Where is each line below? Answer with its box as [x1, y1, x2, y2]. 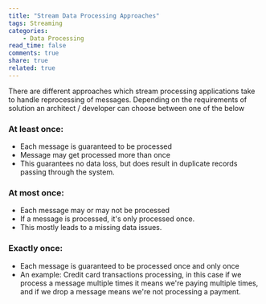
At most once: [8, 187, 64, 198]
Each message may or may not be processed [19, 206, 170, 216]
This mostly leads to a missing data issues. [19, 223, 162, 232]
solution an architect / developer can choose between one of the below [8, 103, 245, 113]
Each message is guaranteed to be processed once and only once [19, 261, 239, 270]
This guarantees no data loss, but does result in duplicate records [19, 158, 238, 169]
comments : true [8, 49, 59, 57]
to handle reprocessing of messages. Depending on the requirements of [8, 94, 248, 105]
